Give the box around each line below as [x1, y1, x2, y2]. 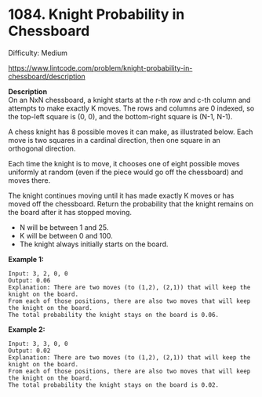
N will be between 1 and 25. [19, 222, 109, 232]
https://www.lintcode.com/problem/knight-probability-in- [8, 63, 193, 72]
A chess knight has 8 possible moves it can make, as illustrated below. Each [8, 127, 253, 137]
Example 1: [8, 254, 45, 264]
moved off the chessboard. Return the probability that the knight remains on [8, 198, 253, 209]
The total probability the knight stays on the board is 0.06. [8, 311, 220, 319]
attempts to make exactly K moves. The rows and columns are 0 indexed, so [8, 104, 255, 113]
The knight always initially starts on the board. [19, 239, 169, 249]
